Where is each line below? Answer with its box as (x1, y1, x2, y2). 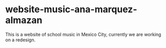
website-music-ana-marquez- (5, 4, 137, 15)
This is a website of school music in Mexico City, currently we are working (5, 31, 161, 37)
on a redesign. (5, 37, 36, 43)
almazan (5, 14, 42, 26)
